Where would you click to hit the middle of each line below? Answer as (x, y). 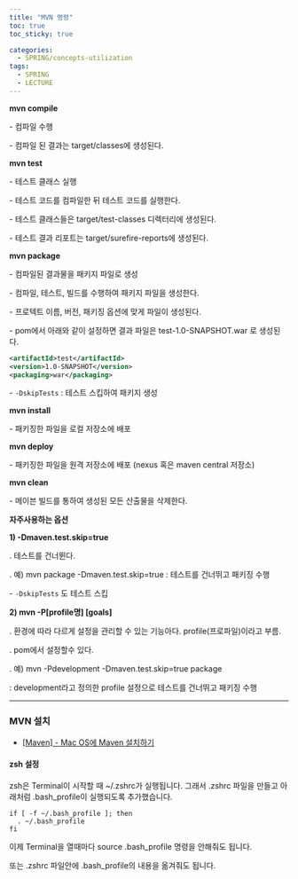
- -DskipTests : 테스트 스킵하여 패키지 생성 (83, 393)
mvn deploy (31, 447)
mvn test (26, 163)
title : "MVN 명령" (41, 17)
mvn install (30, 411)
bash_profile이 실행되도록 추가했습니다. (104, 797)
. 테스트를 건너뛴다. (42, 556)
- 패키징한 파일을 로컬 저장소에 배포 (70, 429)
